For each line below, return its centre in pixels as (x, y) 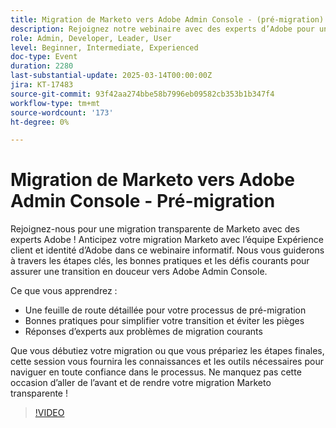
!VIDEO (49, 413)
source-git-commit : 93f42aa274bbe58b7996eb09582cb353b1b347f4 (142, 94)
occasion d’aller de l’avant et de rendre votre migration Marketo (141, 383)
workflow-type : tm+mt (55, 103)
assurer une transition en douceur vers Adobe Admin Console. (139, 272)
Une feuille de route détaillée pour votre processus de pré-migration (165, 310)
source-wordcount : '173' (62, 112)
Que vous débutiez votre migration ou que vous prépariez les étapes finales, (167, 351)
